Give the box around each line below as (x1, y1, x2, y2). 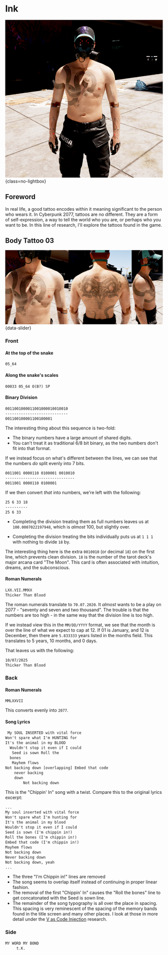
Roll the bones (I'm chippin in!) (5, 835, 77, 840)
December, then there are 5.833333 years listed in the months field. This (5, 633, 153, 639)
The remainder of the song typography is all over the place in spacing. (12, 900, 157, 906)
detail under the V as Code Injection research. (12, 916, 107, 922)
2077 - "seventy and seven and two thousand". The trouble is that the (5, 607, 149, 613)
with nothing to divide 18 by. (12, 539, 70, 545)
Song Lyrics (5, 719, 30, 725)
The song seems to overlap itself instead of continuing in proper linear (12, 879, 157, 885)
